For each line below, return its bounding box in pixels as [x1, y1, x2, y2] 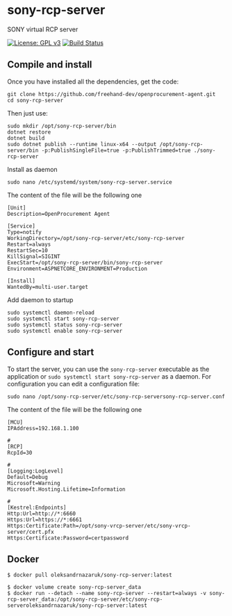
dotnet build [7, 134, 45, 141]
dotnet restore [7, 128, 51, 136]
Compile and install [7, 58, 92, 71]
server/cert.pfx [7, 528, 54, 535]
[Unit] [7, 204, 26, 211]
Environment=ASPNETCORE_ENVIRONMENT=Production [7, 265, 148, 272]
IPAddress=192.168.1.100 [7, 425, 79, 432]
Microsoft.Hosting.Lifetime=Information [7, 486, 126, 493]
